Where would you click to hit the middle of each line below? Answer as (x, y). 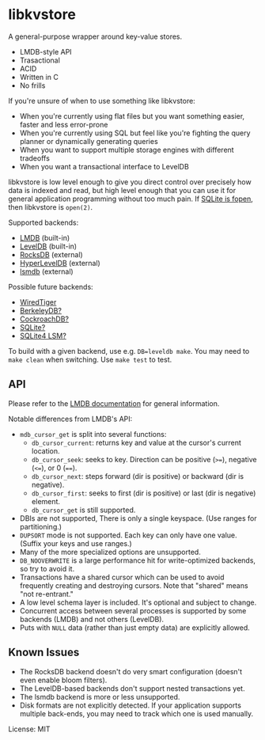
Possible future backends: (51, 287)
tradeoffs (34, 158)
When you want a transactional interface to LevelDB (104, 166)
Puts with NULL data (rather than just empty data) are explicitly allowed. (135, 628)
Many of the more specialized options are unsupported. (110, 552)
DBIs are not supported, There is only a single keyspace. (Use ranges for (138, 518)
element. (46, 501)
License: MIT (29, 729)
